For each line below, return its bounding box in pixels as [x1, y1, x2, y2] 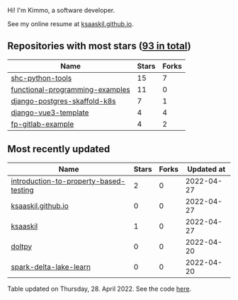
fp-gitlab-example [11, 119, 74, 129]
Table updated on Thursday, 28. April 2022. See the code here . [7, 284, 192, 293]
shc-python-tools [11, 73, 72, 83]
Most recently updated [7, 143, 110, 155]
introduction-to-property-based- [11, 176, 126, 186]
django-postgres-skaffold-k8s [11, 96, 116, 105]
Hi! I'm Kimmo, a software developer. [7, 6, 115, 14]
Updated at [187, 164, 226, 174]
